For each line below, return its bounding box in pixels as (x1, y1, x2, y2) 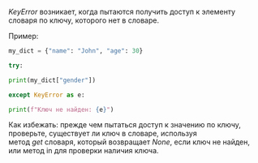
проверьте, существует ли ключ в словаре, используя (8, 129, 197, 139)
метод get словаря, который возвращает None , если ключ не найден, (8, 137, 250, 147)
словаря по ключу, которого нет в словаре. (8, 15, 160, 25)
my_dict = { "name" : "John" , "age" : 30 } (8, 47, 144, 55)
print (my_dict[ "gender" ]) (8, 76, 96, 84)
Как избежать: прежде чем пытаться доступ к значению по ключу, (8, 120, 242, 130)
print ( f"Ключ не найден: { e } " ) (8, 105, 114, 114)
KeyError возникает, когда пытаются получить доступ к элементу (8, 7, 236, 16)
